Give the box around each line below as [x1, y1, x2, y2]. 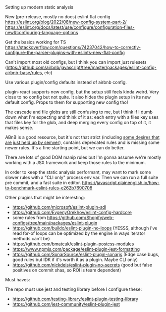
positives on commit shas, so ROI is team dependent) [12, 267, 121, 273]
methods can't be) [12, 236, 51, 241]
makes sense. [5, 125, 34, 131]
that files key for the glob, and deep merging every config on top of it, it [5, 120, 151, 125]
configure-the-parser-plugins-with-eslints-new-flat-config [5, 49, 125, 55]
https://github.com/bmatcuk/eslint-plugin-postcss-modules [12, 241, 134, 247]
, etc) [42, 70, 53, 76]
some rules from [12, 215, 46, 221]
